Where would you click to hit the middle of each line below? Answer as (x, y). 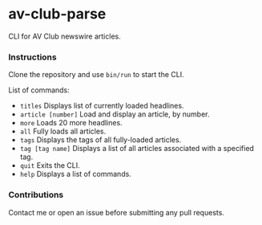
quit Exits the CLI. (50, 166)
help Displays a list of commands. (76, 174)
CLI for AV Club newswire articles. (65, 36)
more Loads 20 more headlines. (71, 123)
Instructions (33, 57)
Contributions (36, 195)
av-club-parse (57, 14)
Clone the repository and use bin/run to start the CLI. (96, 75)
